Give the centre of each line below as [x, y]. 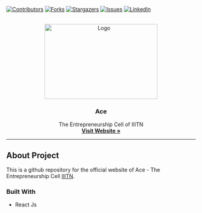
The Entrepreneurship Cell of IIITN [101, 124]
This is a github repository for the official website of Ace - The [83, 170]
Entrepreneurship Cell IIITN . [41, 176]
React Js [26, 205]
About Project [33, 155]
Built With [21, 192]
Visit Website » [101, 131]
